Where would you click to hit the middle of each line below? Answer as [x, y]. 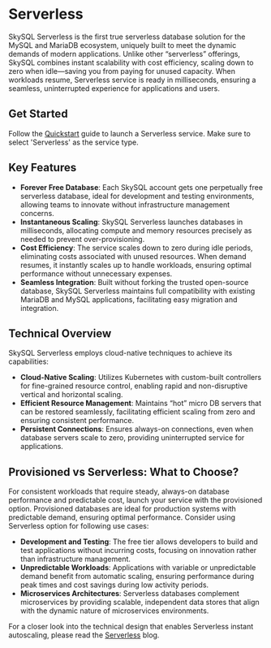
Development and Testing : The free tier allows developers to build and [139, 542]
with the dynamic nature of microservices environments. [114, 611]
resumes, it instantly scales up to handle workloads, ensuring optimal [135, 265]
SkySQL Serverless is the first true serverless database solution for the [127, 37]
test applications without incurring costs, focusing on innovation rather [138, 551]
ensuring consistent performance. [77, 421]
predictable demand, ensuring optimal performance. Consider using [122, 517]
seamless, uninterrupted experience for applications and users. [114, 88]
